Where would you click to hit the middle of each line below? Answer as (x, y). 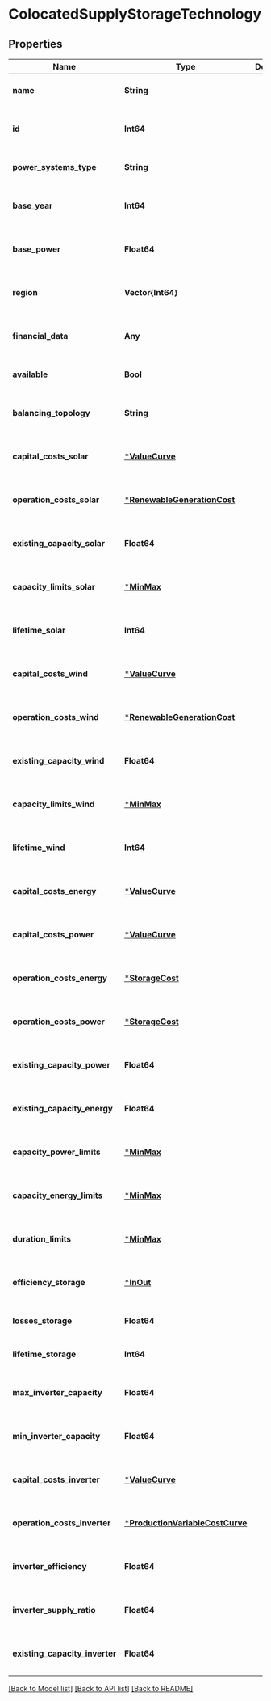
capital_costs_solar (50, 456)
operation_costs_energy (60, 978)
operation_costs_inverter (62, 1523)
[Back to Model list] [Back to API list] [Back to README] (101, 1688)
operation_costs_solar (56, 500)
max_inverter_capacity (58, 1392)
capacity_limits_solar (54, 587)
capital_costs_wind (50, 674)
